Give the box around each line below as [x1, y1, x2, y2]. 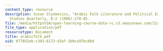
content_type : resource [5, 7, 53, 12]
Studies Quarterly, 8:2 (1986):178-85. [9, 16, 90, 21]
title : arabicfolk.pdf [5, 34, 51, 39]
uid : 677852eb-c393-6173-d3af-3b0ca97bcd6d [5, 39, 95, 44]
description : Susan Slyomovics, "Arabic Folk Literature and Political [5, 12, 153, 17]
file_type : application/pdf [5, 25, 62, 30]
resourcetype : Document [5, 30, 53, 34]
